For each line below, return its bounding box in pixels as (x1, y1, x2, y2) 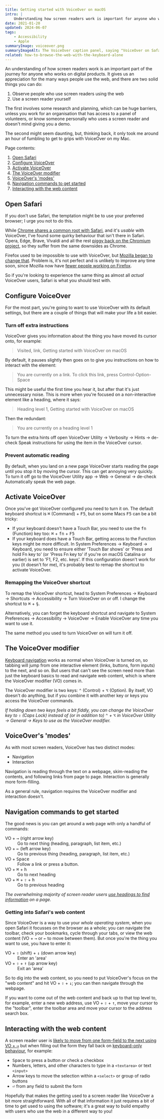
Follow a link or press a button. (17, 861, 79, 867)
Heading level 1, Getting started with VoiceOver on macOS (17, 406, 134, 412)
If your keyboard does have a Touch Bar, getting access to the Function (12, 536, 156, 542)
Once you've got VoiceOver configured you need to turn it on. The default (5, 506, 154, 511)
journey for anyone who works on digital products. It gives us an (5, 71, 134, 77)
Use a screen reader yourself (12, 96, 71, 102)
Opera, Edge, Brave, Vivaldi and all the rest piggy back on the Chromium (5, 238, 151, 244)
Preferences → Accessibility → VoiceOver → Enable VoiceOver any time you (5, 615, 159, 621)
